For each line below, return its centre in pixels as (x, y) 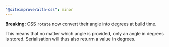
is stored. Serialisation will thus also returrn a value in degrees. (70, 39)
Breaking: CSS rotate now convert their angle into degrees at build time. (81, 24)
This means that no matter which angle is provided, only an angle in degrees (84, 33)
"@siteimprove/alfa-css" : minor (39, 10)
